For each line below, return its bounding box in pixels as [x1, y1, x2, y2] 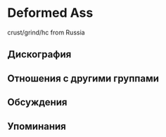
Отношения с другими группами [7, 72, 160, 84]
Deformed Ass [7, 5, 94, 21]
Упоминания [7, 120, 67, 132]
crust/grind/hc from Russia [7, 28, 86, 37]
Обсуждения [7, 96, 68, 108]
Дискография [7, 48, 72, 60]
